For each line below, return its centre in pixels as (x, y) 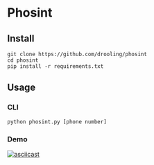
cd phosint (23, 60)
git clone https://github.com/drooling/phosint (77, 54)
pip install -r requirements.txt (55, 67)
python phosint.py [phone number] (57, 122)
